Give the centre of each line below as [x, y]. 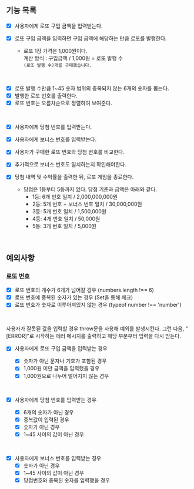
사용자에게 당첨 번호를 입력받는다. [53, 127]
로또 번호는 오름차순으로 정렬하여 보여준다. [63, 103]
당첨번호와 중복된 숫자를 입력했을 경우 [67, 480]
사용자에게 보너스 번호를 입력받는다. [56, 139]
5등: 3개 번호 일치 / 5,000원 [64, 226]
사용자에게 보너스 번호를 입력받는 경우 [58, 458]
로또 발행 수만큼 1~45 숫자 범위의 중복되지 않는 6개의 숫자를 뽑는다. [92, 88]
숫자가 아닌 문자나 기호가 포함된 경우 [65, 361]
